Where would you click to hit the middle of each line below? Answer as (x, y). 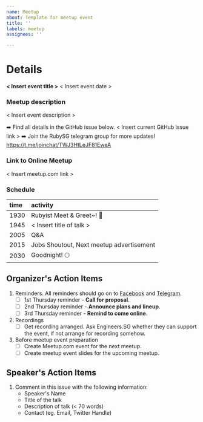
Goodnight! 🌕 (51, 255)
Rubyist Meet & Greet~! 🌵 (67, 215)
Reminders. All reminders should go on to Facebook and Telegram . (98, 293)
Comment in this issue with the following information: (82, 387)
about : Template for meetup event (50, 18)
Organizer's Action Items (55, 279)
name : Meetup (23, 12)
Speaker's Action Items (52, 372)
